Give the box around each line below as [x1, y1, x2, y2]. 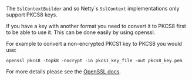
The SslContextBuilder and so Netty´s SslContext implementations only [6, 5, 180, 12]
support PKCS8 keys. [6, 11, 58, 18]
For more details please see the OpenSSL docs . [6, 68, 122, 75]
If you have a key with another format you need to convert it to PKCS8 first [6, 23, 186, 29]
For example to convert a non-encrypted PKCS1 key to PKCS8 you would [6, 41, 182, 47]
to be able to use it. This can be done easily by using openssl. [6, 29, 156, 36]
